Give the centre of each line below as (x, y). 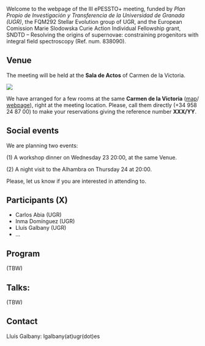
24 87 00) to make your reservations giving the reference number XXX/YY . (102, 111)
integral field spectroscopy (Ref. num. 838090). (66, 41)
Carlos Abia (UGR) (38, 215)
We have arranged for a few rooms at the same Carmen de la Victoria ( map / (103, 98)
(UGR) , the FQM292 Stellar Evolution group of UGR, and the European (94, 22)
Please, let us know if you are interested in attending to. (76, 181)
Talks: (18, 288)
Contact (22, 321)
